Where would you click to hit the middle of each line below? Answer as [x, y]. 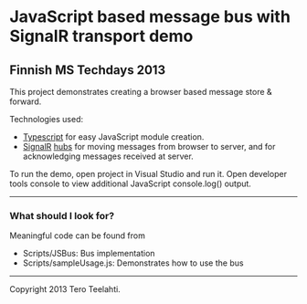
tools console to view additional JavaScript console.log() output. [130, 183]
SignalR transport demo [101, 36]
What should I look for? [62, 215]
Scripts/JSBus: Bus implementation [89, 254]
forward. [26, 101]
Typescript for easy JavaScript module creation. [113, 137]
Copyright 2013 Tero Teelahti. [65, 289]
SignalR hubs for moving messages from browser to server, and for [149, 147]
